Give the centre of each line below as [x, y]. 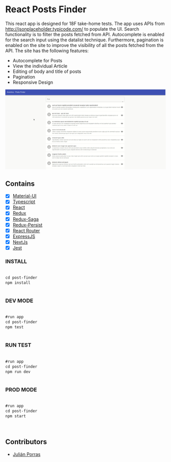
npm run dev [18, 372]
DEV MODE [19, 301]
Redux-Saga [26, 219]
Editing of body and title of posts [47, 71]
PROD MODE [21, 390]
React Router [26, 230]
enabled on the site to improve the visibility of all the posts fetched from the [84, 45]
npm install [18, 283]
